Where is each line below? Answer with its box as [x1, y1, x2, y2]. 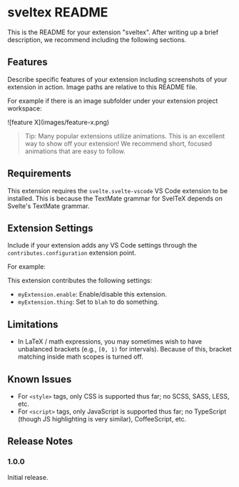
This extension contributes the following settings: [7, 276, 152, 285]
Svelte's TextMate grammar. [7, 201, 91, 210]
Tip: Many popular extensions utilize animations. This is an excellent [24, 131, 225, 140]
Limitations [7, 318, 59, 330]
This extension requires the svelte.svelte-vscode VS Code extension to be [7, 186, 228, 195]
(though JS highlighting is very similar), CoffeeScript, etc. [17, 415, 187, 423]
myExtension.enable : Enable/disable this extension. [17, 290, 168, 299]
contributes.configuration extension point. [7, 249, 137, 257]
